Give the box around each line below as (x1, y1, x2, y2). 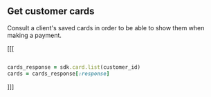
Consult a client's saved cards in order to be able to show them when (7, 23, 205, 32)
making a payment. (7, 31, 62, 39)
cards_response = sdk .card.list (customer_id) (7, 63, 140, 71)
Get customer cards (7, 6, 95, 17)
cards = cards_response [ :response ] (7, 70, 110, 77)
